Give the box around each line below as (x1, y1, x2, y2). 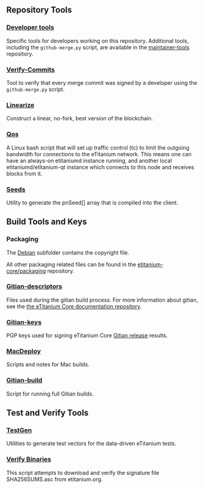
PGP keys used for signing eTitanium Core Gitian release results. (6, 332, 168, 339)
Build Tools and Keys (6, 217, 87, 227)
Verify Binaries (6, 455, 52, 463)
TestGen (6, 426, 32, 435)
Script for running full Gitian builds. (6, 390, 94, 397)
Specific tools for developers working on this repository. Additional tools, (6, 37, 189, 45)
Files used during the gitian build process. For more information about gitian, (6, 296, 199, 303)
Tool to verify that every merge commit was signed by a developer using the (6, 79, 198, 86)
